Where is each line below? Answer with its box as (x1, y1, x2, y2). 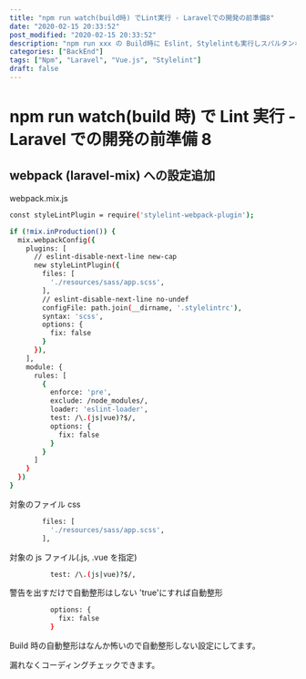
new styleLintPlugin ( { (33, 261, 120, 270)
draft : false (9, 65, 59, 74)
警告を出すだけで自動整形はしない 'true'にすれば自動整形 (9, 587, 223, 598)
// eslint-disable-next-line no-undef (42, 294, 189, 303)
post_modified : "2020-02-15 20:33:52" (9, 30, 157, 39)
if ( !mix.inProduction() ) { (9, 227, 117, 236)
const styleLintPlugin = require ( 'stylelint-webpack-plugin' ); (9, 211, 255, 220)
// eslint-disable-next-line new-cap (33, 252, 178, 262)
